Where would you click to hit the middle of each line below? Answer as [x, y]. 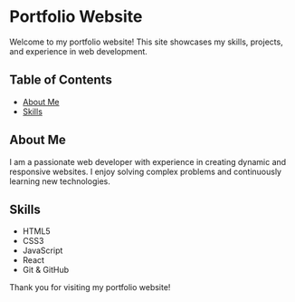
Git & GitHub [46, 270]
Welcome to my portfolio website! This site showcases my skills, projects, [146, 42]
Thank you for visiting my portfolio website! [90, 287]
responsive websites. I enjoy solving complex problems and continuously [146, 171]
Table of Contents [61, 80]
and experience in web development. [78, 51]
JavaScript [43, 250]
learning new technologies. [60, 181]
